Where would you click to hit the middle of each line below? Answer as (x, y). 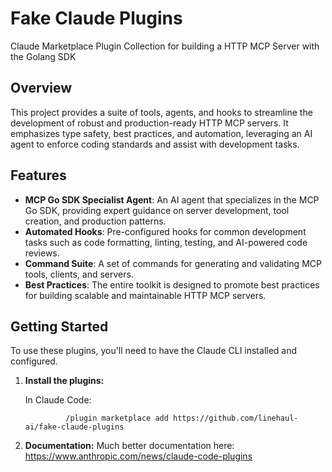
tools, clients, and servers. (79, 274)
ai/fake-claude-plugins (74, 427)
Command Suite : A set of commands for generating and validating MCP (173, 263)
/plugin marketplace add (117, 418)
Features (38, 175)
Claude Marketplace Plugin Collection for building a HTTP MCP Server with (165, 46)
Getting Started (59, 326)
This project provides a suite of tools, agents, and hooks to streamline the (161, 112)
